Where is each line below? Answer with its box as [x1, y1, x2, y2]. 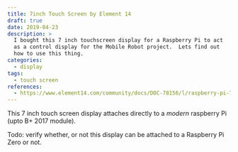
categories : [7, 57, 42, 64]
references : [7, 83, 42, 90]
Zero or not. [7, 138, 42, 146]
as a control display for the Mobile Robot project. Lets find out [13, 43, 220, 50]
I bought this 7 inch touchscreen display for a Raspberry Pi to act [13, 37, 223, 44]
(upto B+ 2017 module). [7, 116, 76, 125]
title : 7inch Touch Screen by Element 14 [7, 10, 132, 18]
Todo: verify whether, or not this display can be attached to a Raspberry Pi [7, 131, 225, 139]
